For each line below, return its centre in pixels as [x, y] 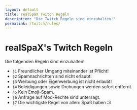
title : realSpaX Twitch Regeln [37, 14]
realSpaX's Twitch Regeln [59, 48]
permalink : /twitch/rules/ [33, 23]
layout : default [22, 10]
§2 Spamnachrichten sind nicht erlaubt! [52, 76]
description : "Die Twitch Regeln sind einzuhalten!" [60, 19]
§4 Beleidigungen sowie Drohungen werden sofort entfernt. [72, 87]
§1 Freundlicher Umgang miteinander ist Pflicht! [60, 71]
